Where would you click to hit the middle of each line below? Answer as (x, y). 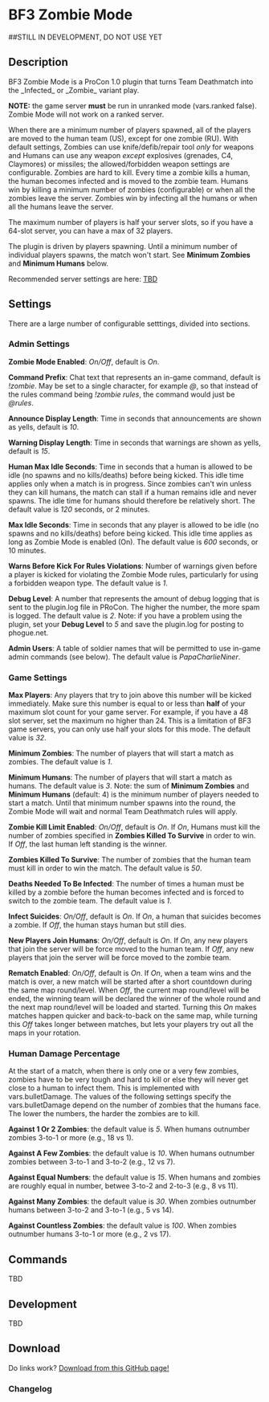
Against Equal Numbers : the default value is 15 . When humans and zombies (134, 1177)
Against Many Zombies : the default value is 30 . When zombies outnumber (132, 1201)
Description (38, 62)
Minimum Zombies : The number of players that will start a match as (121, 753)
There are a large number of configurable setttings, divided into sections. (129, 324)
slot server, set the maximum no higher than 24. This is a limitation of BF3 (130, 721)
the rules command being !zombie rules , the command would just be (122, 394)
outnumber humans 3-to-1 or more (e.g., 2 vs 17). (90, 1234)
